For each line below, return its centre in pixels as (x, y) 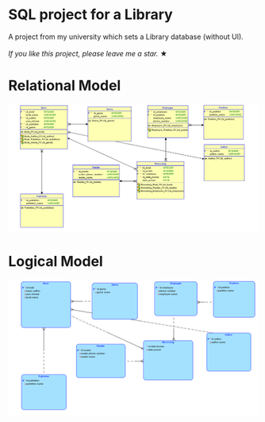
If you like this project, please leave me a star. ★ (88, 53)
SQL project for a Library (90, 15)
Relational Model (65, 86)
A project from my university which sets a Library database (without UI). (126, 37)
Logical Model (56, 262)
